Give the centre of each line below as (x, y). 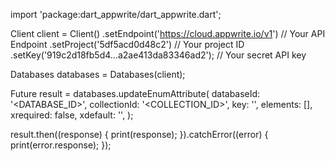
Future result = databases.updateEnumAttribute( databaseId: (135, 93)
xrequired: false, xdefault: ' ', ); (72, 115)
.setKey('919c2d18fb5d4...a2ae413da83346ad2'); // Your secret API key (158, 55)
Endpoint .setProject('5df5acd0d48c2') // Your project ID (127, 44)
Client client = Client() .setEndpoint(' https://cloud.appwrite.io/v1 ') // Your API (168, 33)
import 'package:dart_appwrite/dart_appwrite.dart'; (116, 14)
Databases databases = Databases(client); (98, 74)
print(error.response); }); (61, 145)
